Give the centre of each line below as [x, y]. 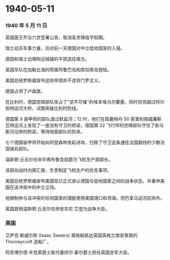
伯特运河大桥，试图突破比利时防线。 [43, 108]
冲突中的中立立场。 [38, 187]
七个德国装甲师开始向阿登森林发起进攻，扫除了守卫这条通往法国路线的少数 [83, 143]
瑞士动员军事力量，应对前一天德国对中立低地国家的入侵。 [65, 48]
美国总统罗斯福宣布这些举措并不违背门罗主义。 [54, 80]
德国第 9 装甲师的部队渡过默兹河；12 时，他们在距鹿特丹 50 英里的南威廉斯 [83, 119]
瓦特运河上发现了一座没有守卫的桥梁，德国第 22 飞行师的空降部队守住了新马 [84, 125]
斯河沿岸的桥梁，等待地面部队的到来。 [45, 132]
